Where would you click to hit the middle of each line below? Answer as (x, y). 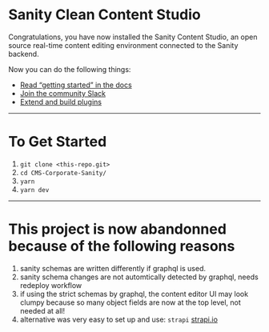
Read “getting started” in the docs (76, 85)
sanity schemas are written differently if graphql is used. (113, 268)
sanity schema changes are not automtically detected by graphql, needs (139, 277)
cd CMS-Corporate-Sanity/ (63, 173)
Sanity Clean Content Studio (105, 15)
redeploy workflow (51, 285)
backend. (24, 54)
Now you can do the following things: (70, 69)
